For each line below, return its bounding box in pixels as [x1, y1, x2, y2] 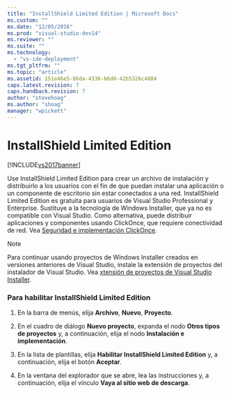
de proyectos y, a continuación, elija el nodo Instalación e [17, 329, 184, 338]
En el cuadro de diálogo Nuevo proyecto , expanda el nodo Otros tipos [17, 321, 221, 330]
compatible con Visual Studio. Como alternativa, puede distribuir [7, 211, 193, 220]
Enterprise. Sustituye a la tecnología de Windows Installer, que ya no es [7, 204, 212, 212]
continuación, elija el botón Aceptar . [17, 357, 122, 366]
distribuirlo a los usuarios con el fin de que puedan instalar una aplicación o [7, 181, 224, 190]
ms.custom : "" [7, 17, 49, 24]
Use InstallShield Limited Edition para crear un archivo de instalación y [7, 174, 209, 182]
